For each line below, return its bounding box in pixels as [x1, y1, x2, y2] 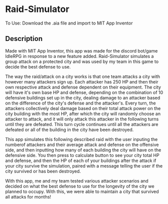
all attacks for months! [5, 193, 52, 199]
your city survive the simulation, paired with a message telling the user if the [5, 162, 163, 168]
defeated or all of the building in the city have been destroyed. [5, 126, 134, 132]
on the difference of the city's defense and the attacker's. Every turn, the [5, 100, 156, 106]
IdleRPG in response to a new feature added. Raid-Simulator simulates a [5, 53, 154, 59]
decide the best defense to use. [5, 63, 71, 69]
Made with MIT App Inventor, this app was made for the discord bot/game [5, 47, 158, 53]
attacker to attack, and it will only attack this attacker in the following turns [5, 116, 159, 122]
